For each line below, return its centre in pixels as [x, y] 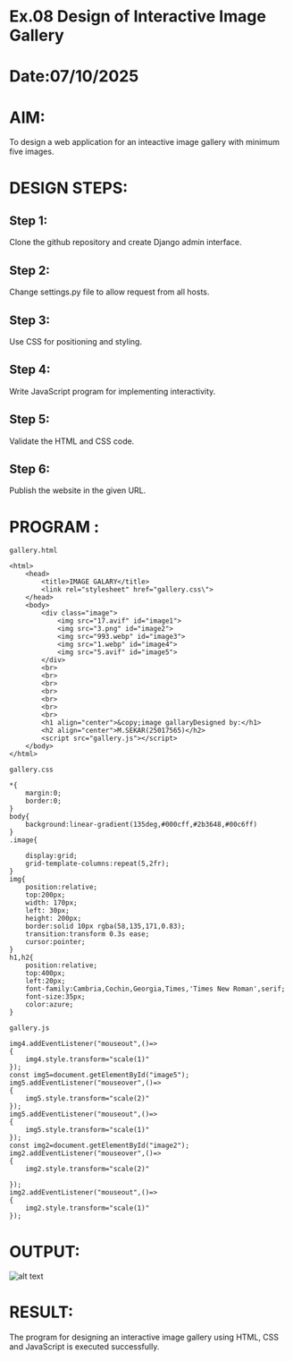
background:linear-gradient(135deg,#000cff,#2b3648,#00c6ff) [141, 825]
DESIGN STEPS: [69, 187]
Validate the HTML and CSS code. [72, 441]
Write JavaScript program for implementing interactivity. [113, 391]
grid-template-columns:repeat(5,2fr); [97, 864]
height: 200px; [54, 919]
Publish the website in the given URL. [78, 490]
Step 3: [30, 320]
